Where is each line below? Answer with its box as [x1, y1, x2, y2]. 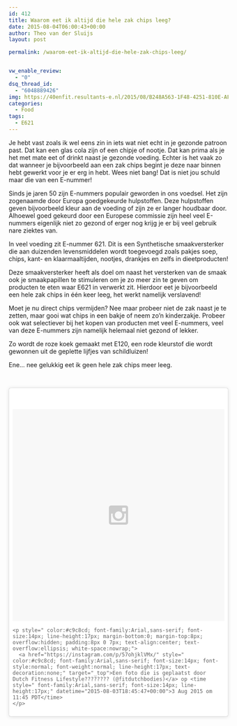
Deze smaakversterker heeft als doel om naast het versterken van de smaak [8, 268, 227, 276]
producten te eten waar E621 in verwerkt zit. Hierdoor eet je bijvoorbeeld [8, 283, 217, 291]
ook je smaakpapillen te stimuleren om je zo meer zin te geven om [8, 275, 199, 283]
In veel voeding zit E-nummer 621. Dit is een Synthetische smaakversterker [8, 239, 224, 248]
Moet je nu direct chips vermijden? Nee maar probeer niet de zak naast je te [8, 304, 227, 312]
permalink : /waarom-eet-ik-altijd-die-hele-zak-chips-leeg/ [8, 49, 188, 56]
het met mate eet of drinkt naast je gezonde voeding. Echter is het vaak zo [8, 153, 222, 161]
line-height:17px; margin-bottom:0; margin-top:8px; [46, 632, 204, 639]
